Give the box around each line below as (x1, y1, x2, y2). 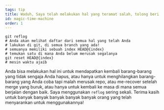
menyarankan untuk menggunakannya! (5, 100, 84, 106)
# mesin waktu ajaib (5, 60, 48, 65)
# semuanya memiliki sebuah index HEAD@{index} (5, 47, 105, 52)
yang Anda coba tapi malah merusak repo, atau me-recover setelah (20, 79, 157, 85)
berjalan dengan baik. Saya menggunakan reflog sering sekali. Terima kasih (5, 89, 160, 95)
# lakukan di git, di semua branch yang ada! (5, 43, 100, 48)
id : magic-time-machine (5, 16, 54, 21)
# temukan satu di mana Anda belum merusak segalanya (5, 51, 118, 56)
